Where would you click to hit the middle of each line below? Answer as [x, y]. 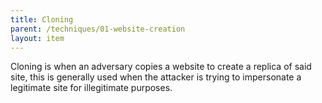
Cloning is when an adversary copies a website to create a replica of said [161, 67]
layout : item [37, 38]
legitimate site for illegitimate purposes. [91, 88]
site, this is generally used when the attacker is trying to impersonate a [156, 77]
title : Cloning [42, 19]
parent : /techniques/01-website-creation [98, 29]
